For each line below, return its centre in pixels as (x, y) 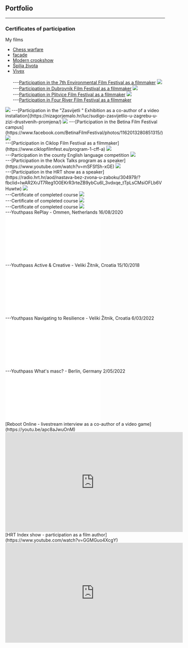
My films (14, 40)
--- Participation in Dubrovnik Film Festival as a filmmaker (72, 89)
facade (20, 55)
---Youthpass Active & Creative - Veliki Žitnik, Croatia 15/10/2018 (72, 265)
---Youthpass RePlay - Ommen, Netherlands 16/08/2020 (64, 212)
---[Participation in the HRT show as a (45, 172)
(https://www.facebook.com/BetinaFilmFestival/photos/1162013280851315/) (84, 133)
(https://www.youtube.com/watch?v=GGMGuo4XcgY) (62, 540)
